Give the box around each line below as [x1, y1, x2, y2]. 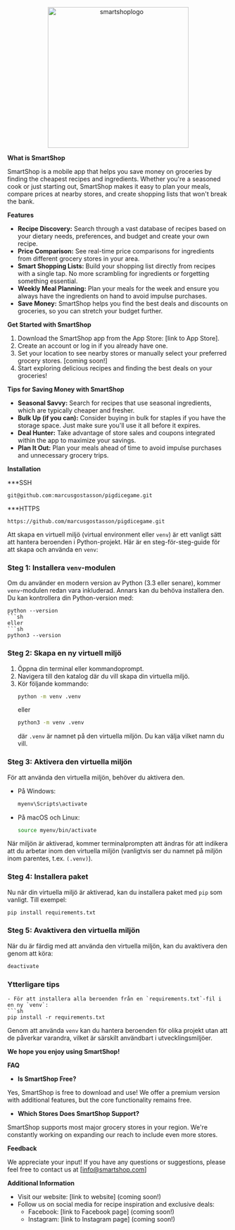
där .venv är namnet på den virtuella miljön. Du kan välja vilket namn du [17, 732, 224, 741]
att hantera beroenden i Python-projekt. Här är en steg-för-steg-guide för [7, 538, 220, 546]
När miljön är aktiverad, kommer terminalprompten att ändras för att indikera [7, 839, 229, 848]
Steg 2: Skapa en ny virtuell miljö [7, 648, 122, 658]
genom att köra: [7, 949, 53, 958]
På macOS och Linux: [17, 813, 80, 822]
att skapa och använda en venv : [7, 546, 99, 553]
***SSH [7, 479, 32, 487]
